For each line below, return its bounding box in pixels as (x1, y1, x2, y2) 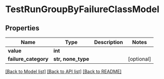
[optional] (127, 56, 151, 62)
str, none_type (53, 56, 89, 62)
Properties (5, 24, 40, 32)
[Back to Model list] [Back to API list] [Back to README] (5, 68, 122, 74)
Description (93, 39, 123, 46)
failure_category (8, 56, 49, 62)
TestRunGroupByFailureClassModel (5, 4, 160, 15)
